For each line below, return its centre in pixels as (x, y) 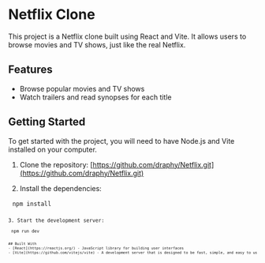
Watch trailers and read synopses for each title (95, 97)
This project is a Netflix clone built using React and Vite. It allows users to (127, 36)
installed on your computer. (52, 149)
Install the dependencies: (61, 188)
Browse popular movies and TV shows (82, 88)
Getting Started (47, 122)
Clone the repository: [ (56, 164)
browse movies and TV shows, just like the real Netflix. (97, 44)
